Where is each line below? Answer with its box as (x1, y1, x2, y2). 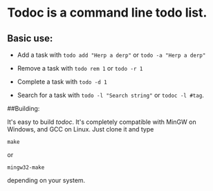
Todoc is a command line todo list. (7, 5, 207, 21)
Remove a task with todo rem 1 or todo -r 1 (17, 64, 143, 72)
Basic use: (7, 33, 53, 44)
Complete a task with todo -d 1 (17, 78, 107, 86)
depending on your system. (7, 176, 86, 184)
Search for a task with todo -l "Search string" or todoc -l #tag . (17, 91, 204, 99)
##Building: (7, 104, 40, 112)
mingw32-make (7, 164, 45, 171)
